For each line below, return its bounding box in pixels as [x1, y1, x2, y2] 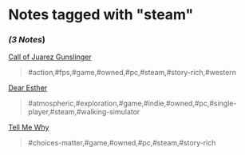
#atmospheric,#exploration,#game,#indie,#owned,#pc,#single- [27, 98, 237, 109]
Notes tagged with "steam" [8, 6, 194, 24]
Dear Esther [8, 83, 48, 93]
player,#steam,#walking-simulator [27, 107, 140, 117]
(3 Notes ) [8, 34, 45, 46]
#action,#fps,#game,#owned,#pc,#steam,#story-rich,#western [27, 68, 237, 77]
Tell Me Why [8, 122, 49, 133]
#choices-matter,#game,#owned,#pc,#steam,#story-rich [27, 138, 216, 148]
